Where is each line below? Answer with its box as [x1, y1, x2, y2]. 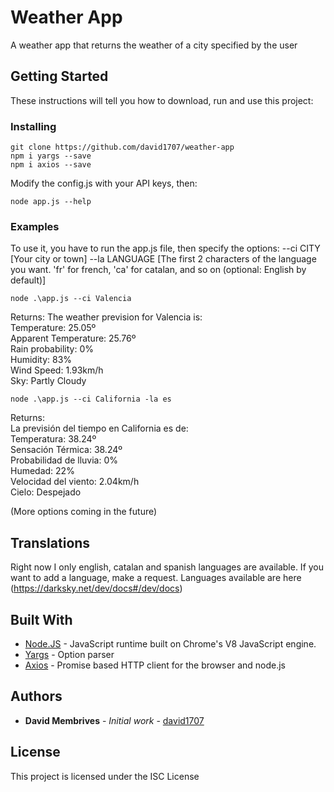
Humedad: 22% [10, 465, 75, 477]
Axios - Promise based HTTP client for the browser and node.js [24, 659, 286, 671]
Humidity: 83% [10, 354, 73, 366]
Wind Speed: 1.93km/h [10, 364, 104, 376]
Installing [10, 119, 57, 133]
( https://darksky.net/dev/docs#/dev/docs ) [10, 582, 183, 595]
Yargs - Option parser [24, 648, 115, 660]
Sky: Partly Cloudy [10, 375, 87, 387]
